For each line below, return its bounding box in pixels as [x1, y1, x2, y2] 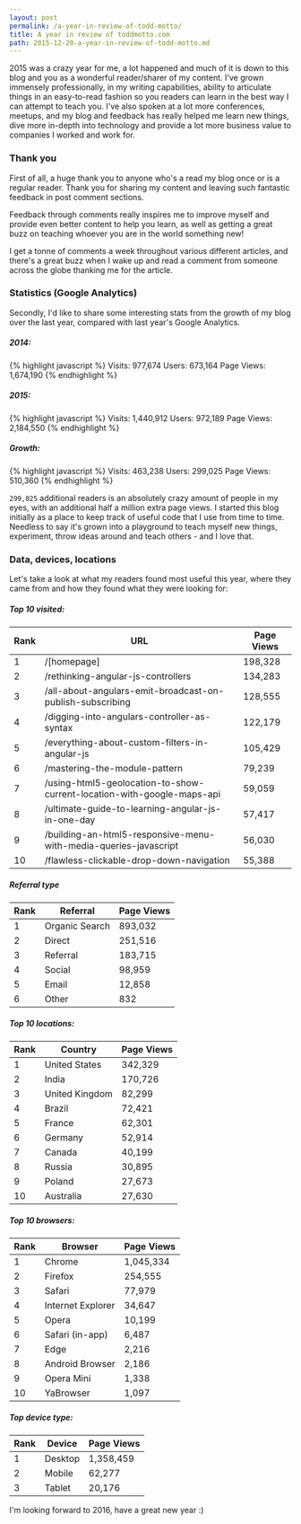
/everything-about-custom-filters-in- [44, 736, 209, 749]
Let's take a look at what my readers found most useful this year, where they [9, 574, 292, 585]
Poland [44, 1175, 74, 1187]
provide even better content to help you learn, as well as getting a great [9, 218, 273, 229]
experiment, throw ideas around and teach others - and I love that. [9, 531, 254, 542]
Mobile [44, 1467, 73, 1479]
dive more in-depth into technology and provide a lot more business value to [9, 120, 292, 131]
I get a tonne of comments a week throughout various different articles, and [9, 245, 288, 256]
